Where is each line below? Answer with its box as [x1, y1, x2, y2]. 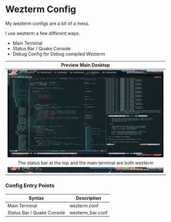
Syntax [28, 195, 44, 201]
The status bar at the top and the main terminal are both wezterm [17, 160, 154, 166]
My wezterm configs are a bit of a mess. [5, 20, 90, 26]
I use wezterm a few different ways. [5, 30, 80, 36]
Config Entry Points [5, 182, 55, 189]
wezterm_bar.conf [69, 209, 108, 215]
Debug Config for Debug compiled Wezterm [12, 51, 105, 57]
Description [75, 195, 102, 201]
